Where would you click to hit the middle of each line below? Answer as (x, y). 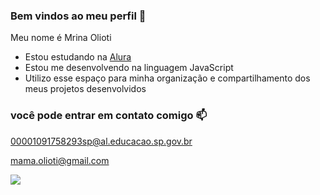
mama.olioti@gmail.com (60, 160)
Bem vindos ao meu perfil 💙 (78, 16)
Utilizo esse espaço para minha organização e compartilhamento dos (167, 78)
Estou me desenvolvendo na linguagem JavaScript (129, 68)
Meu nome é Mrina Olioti (61, 38)
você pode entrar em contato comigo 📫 (109, 116)
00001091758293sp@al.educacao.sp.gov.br (101, 141)
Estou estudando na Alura (78, 57)
